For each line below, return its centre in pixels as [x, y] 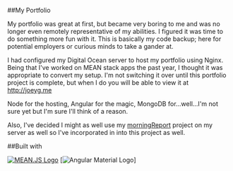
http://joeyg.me [30, 90]
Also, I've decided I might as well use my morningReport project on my [110, 125]
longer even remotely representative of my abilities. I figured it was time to [115, 31]
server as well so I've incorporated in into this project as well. [96, 132]
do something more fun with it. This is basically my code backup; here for [114, 39]
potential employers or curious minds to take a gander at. [91, 46]
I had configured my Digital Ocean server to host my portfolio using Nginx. [115, 60]
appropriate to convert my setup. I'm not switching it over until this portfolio [117, 75]
